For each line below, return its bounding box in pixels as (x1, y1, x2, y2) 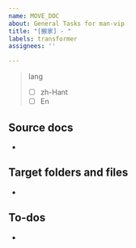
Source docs (8, 120, 74, 134)
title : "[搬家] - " (8, 27, 72, 35)
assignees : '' (8, 42, 57, 50)
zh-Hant (40, 87, 69, 98)
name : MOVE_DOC (8, 11, 60, 20)
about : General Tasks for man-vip (8, 20, 125, 28)
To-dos (8, 211, 46, 224)
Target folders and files (8, 166, 129, 180)
